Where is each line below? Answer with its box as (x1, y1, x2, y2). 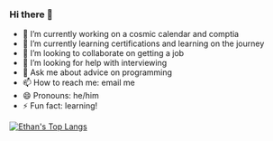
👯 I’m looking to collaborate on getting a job (22, 48, 185, 59)
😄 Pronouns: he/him (22, 90, 99, 101)
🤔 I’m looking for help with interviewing (22, 58, 168, 69)
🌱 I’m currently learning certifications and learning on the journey (22, 38, 265, 49)
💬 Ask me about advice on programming (22, 67, 173, 78)
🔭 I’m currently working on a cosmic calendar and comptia (22, 29, 240, 40)
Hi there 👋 (9, 8, 54, 21)
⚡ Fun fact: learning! (22, 100, 98, 111)
